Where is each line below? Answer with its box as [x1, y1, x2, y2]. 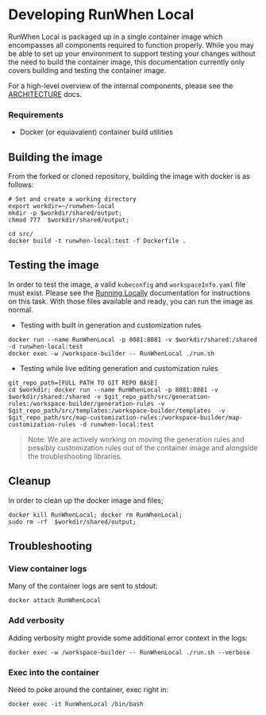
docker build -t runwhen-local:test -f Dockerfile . [8, 237, 187, 245]
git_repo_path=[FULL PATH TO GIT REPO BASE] [8, 379, 158, 387]
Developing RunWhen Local [8, 6, 195, 24]
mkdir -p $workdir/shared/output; [8, 209, 123, 218]
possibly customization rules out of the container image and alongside [27, 443, 258, 452]
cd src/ [8, 230, 34, 238]
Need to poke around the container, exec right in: [8, 685, 169, 694]
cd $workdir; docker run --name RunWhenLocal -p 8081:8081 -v [8, 385, 218, 394]
